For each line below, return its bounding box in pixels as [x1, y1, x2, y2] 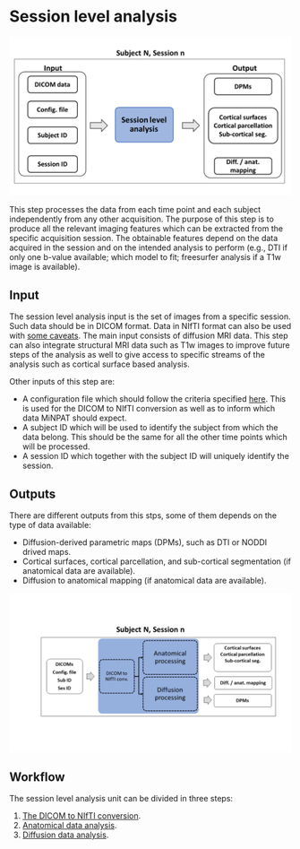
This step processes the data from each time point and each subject [9, 204, 261, 215]
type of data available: [9, 520, 91, 531]
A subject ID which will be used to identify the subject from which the [21, 422, 279, 433]
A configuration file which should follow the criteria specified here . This [21, 394, 287, 404]
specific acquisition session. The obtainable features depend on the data [9, 233, 279, 244]
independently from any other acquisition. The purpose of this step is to [9, 213, 275, 225]
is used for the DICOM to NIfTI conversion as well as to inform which [21, 403, 276, 414]
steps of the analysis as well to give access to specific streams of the [9, 350, 266, 360]
